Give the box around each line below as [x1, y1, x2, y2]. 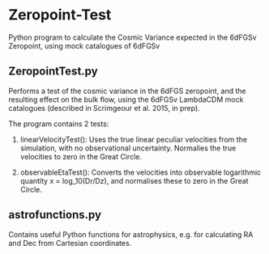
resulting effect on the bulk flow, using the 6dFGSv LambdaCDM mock [8, 95, 244, 104]
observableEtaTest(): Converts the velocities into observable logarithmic [19, 167, 262, 177]
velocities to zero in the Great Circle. [19, 151, 142, 161]
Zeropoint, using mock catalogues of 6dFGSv [8, 40, 160, 50]
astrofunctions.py [8, 208, 102, 222]
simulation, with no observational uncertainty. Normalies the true [19, 143, 237, 153]
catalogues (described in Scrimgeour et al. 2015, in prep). [8, 103, 200, 112]
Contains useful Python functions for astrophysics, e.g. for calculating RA [8, 229, 254, 239]
